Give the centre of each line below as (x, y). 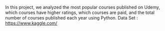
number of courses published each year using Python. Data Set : (72, 18)
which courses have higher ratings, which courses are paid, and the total (80, 12)
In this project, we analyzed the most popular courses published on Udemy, (83, 7)
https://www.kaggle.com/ (31, 23)
